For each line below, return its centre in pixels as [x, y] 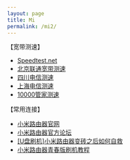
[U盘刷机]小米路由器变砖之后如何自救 [70, 141]
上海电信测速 [35, 86]
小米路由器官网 [38, 124]
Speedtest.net [37, 61]
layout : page [26, 13]
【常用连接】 [25, 109]
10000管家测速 [38, 94]
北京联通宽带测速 [41, 69]
